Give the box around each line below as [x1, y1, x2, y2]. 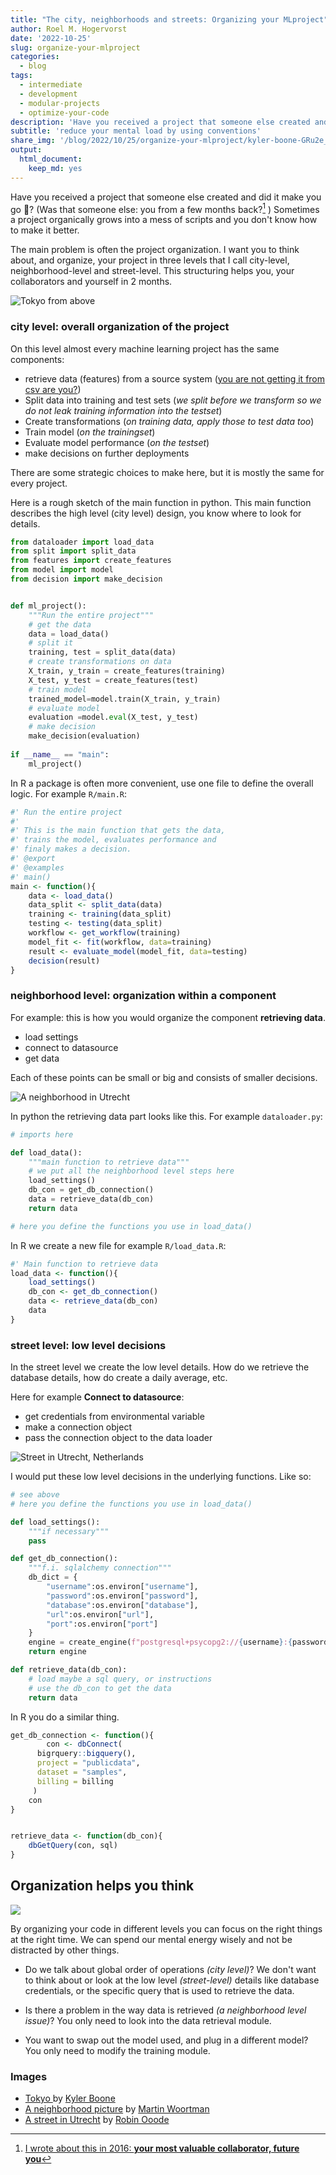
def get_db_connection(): [10, 1554, 118, 1564]
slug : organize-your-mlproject [10, 42, 141, 53]
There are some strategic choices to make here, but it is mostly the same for [10, 466, 325, 478]
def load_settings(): [10, 1517, 101, 1527]
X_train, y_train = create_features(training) [28, 666, 226, 676]
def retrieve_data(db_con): [10, 1665, 128, 1675]
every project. [10, 477, 68, 489]
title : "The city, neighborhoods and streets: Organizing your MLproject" [10, 14, 329, 25]
